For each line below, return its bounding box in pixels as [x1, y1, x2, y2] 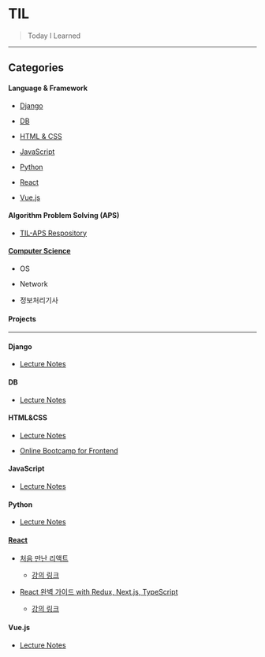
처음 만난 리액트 [19, 554, 69, 563]
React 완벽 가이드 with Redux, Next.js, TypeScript [19, 588, 178, 597]
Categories [8, 61, 65, 75]
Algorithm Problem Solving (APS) [8, 211, 120, 220]
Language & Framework [8, 83, 88, 92]
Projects [8, 313, 37, 324]
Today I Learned [27, 31, 81, 40]
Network [19, 279, 49, 288]
